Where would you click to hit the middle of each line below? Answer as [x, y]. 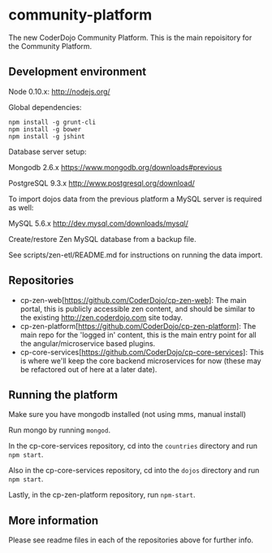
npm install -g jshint [47, 136]
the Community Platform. [50, 46]
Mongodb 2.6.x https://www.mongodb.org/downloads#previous [115, 167]
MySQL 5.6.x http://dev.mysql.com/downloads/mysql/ [99, 223]
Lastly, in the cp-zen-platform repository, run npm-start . [102, 495]
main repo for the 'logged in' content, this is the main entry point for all [138, 335]
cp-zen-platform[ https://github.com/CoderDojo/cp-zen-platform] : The [138, 326]
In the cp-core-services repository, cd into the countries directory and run [133, 446]
